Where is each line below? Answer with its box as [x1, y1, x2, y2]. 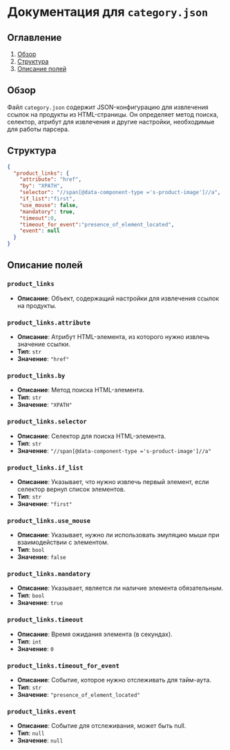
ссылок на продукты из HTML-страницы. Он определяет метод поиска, [7, 110, 219, 118]
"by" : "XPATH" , [19, 182, 64, 190]
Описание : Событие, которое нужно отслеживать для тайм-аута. [17, 676, 212, 684]
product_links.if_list [7, 463, 84, 472]
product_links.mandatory [7, 570, 91, 578]
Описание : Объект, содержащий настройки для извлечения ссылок [17, 294, 220, 302]
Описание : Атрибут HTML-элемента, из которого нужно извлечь [17, 332, 210, 340]
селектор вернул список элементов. [17, 485, 126, 493]
